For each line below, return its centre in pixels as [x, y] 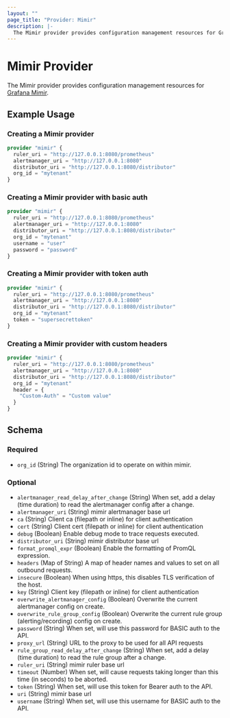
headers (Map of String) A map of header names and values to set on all [118, 563]
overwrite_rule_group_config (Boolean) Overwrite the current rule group [119, 614]
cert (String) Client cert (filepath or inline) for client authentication [110, 526]
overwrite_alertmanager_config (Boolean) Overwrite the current [107, 599]
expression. [33, 555]
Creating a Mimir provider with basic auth [78, 197]
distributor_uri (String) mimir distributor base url [88, 541]
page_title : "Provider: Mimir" [52, 20]
